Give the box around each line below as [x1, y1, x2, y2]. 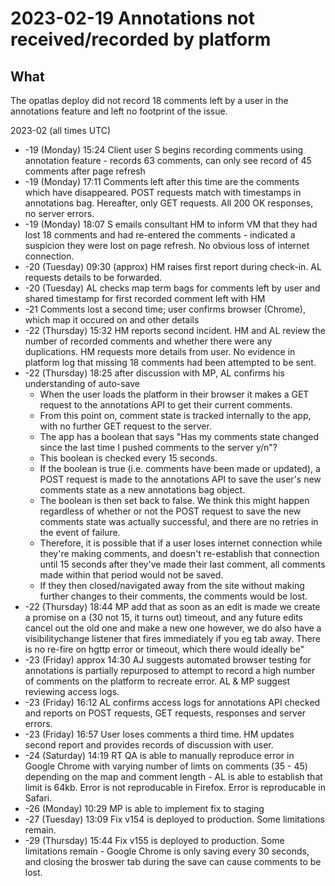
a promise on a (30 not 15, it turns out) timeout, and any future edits [24, 612, 304, 623]
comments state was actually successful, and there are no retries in [39, 516, 319, 527]
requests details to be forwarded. [24, 272, 163, 283]
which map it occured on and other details [24, 314, 200, 326]
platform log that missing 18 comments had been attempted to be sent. [24, 357, 317, 368]
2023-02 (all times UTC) [10, 125, 112, 136]
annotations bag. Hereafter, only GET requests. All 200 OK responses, [24, 197, 314, 209]
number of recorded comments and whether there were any [24, 335, 273, 347]
